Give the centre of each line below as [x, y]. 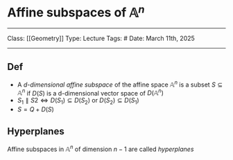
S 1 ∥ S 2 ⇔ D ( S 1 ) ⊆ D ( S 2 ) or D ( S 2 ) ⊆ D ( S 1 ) [78, 101]
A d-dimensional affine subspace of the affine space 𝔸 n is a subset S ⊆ [120, 84]
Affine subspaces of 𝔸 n [76, 11]
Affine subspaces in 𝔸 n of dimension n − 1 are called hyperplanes [101, 149]
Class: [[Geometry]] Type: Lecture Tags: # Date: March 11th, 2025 [101, 38]
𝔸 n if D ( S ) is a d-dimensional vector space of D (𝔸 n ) [90, 92]
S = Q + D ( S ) [35, 109]
